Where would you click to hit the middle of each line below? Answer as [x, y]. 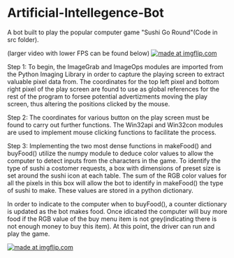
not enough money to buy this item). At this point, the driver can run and [111, 226]
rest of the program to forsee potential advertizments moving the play [108, 96]
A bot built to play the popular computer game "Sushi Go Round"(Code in [112, 32]
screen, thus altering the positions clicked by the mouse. [89, 103]
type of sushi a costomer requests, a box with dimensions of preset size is [114, 168]
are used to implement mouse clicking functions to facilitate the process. [112, 132]
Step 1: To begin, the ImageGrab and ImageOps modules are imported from [115, 66]
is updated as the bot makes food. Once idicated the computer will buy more [117, 211]
